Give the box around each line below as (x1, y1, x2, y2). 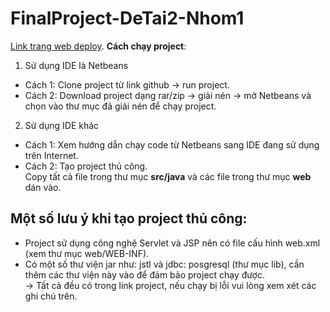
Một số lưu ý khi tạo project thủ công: (10, 210, 248, 227)
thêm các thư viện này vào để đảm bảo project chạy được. (24, 268, 265, 281)
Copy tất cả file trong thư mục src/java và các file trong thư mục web (24, 170, 312, 182)
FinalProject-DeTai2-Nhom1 (10, 7, 245, 30)
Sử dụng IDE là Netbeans (24, 59, 129, 71)
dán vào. (24, 181, 62, 193)
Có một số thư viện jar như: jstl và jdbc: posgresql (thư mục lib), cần (24, 258, 305, 270)
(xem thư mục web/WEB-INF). (24, 247, 150, 259)
